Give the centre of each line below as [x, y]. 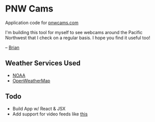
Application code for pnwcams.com [42, 23]
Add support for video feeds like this [50, 114]
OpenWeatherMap [31, 80]
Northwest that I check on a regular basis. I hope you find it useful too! [78, 38]
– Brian [12, 47]
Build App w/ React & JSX [39, 108]
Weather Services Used [43, 63]
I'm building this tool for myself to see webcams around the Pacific [74, 32]
